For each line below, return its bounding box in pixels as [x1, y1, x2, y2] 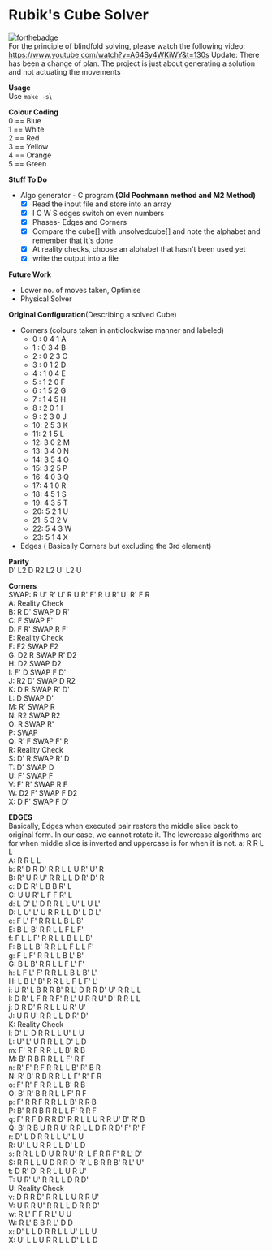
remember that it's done [32, 235, 114, 245]
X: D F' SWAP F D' [8, 797, 69, 807]
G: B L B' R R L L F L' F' [8, 960, 85, 969]
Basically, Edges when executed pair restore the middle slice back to [8, 822, 239, 831]
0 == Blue [8, 115, 42, 125]
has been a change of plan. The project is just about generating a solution [8, 58, 256, 68]
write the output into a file [32, 253, 119, 263]
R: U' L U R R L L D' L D [8, 1141, 86, 1150]
